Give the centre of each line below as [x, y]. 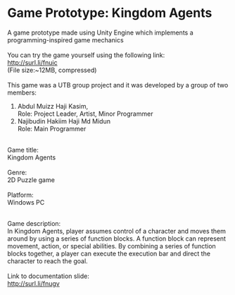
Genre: [17, 172]
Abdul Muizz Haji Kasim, [53, 106]
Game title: [23, 150]
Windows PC [26, 202]
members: [22, 92]
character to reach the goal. [47, 261]
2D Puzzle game [31, 180]
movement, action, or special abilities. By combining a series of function [112, 246]
